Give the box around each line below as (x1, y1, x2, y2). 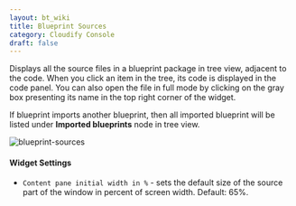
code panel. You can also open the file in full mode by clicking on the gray (9, 82, 284, 93)
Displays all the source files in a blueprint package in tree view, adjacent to (9, 63, 287, 74)
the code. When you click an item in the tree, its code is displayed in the (9, 73, 277, 84)
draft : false (9, 38, 59, 48)
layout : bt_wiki (9, 13, 70, 23)
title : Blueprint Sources (9, 22, 106, 31)
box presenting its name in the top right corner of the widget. (9, 92, 236, 103)
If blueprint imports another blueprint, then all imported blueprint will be (9, 109, 275, 120)
